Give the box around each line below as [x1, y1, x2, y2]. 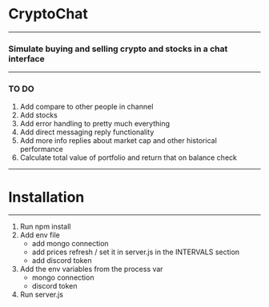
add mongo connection [31, 239, 110, 249]
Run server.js [19, 289, 64, 300]
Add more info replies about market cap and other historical [19, 135, 218, 145]
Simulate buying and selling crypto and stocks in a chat [8, 43, 228, 54]
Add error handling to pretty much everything [19, 118, 171, 128]
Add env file [19, 230, 60, 240]
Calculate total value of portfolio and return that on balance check [19, 153, 238, 162]
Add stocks [19, 110, 58, 120]
